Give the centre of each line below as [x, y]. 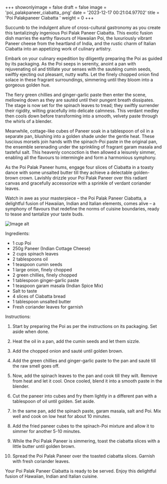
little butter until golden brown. [44, 446]
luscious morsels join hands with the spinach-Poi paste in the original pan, [82, 141]
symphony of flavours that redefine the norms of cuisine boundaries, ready [82, 209]
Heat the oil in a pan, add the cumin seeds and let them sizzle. [76, 341]
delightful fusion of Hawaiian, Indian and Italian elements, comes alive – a [80, 203]
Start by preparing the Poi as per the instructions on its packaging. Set [84, 326]
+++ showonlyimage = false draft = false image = [56, 7]
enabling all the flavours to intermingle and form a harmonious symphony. [81, 157]
